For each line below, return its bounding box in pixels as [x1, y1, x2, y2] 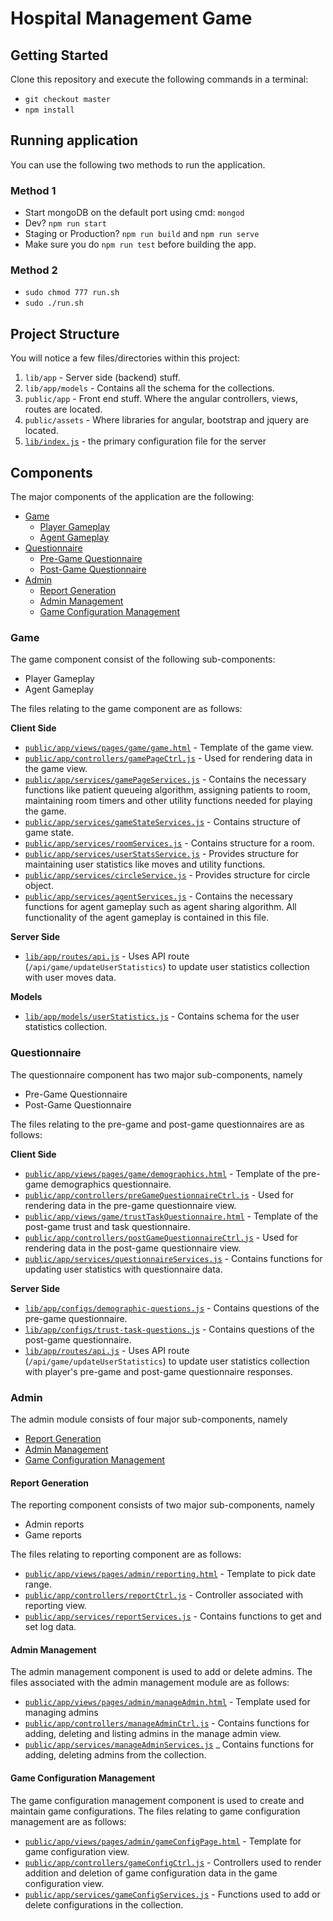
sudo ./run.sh [24, 298, 84, 309]
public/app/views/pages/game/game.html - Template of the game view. [24, 742, 314, 754]
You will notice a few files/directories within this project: [10, 352, 241, 364]
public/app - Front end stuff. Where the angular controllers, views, [24, 393, 299, 405]
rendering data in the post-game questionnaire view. [24, 1242, 242, 1254]
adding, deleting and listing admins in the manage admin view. [24, 1728, 282, 1740]
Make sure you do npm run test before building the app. [24, 238, 257, 251]
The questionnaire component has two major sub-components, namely [10, 1068, 303, 1081]
